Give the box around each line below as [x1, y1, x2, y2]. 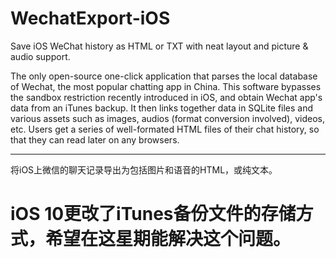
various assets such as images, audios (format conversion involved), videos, [10, 112, 325, 124]
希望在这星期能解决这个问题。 [45, 228, 292, 251]
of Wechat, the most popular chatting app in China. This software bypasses [10, 80, 322, 92]
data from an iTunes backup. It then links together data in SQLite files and [10, 102, 314, 114]
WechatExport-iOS [10, 7, 171, 30]
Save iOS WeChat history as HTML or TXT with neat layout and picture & [10, 40, 309, 52]
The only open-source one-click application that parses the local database [10, 70, 318, 82]
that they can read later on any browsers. [10, 133, 180, 146]
